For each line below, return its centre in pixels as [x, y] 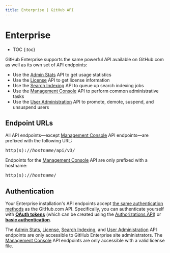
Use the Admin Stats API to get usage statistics [62, 74]
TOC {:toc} [24, 49]
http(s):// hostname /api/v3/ [40, 150]
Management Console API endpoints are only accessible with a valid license [85, 241]
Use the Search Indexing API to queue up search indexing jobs [78, 85]
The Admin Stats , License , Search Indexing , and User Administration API [81, 230]
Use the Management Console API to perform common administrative [86, 91]
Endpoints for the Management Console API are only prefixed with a [76, 160]
